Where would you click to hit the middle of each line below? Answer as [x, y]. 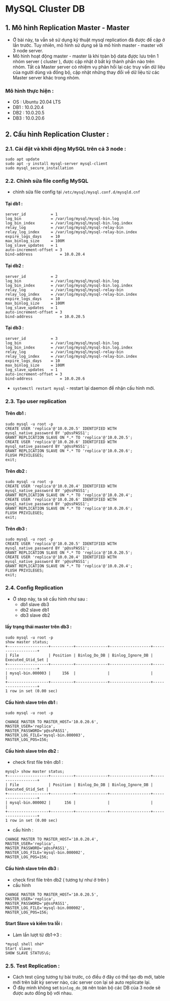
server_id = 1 [31, 214]
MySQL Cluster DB [45, 9]
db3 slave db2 [35, 615]
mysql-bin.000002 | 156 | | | [81, 803]
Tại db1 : [14, 204]
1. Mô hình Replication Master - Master [67, 28]
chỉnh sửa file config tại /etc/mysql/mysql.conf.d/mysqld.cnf [76, 192]
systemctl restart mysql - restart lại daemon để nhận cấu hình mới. [84, 388]
